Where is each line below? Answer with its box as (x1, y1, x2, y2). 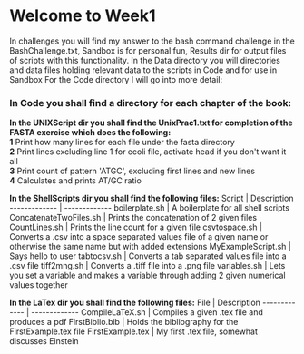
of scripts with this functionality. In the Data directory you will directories (9, 54, 281, 65)
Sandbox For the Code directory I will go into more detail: (9, 74, 223, 84)
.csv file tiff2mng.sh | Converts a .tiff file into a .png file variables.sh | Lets (9, 261, 286, 271)
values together (9, 280, 68, 290)
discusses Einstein (9, 336, 79, 347)
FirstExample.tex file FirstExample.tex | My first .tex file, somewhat (9, 326, 259, 337)
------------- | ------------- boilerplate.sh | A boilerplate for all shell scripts (9, 202, 290, 213)
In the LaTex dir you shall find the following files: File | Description (9, 297, 261, 309)
